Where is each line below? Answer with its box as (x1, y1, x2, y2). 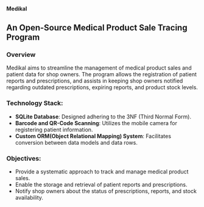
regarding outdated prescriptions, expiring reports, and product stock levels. (6, 84, 198, 91)
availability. (15, 194, 44, 201)
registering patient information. (15, 126, 93, 133)
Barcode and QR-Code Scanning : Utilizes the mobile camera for (15, 119, 178, 126)
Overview (6, 50, 36, 59)
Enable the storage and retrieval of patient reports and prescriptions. (15, 181, 188, 188)
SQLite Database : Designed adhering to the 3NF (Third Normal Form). (15, 113, 192, 120)
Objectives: (6, 154, 41, 162)
